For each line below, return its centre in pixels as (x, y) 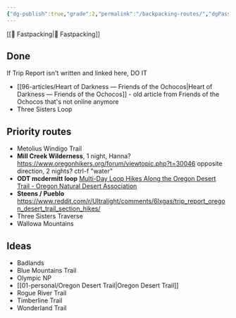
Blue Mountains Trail (46, 271)
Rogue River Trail (42, 293)
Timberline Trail (39, 300)
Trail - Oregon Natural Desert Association (77, 186)
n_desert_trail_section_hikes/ (58, 208)
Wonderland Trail (42, 308)
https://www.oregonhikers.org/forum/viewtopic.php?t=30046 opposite (119, 164)
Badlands (30, 263)
